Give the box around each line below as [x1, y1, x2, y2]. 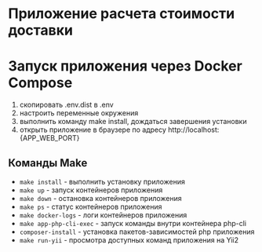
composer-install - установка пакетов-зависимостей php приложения [19, 227, 255, 236]
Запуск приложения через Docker [8, 57, 243, 75]
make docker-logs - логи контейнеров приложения [19, 210, 187, 220]
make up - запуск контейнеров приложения [19, 185, 163, 195]
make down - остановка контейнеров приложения [19, 193, 182, 203]
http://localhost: [168, 125, 220, 134]
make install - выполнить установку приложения [19, 177, 186, 186]
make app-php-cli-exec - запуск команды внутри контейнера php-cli [19, 218, 247, 228]
